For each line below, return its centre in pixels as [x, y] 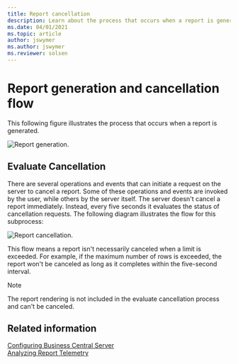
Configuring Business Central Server [61, 346]
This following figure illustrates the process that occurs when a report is [112, 123]
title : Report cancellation [49, 14]
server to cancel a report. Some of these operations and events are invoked [118, 191]
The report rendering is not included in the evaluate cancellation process [113, 299]
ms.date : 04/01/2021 [38, 27]
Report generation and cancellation [113, 89]
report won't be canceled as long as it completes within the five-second [112, 263]
